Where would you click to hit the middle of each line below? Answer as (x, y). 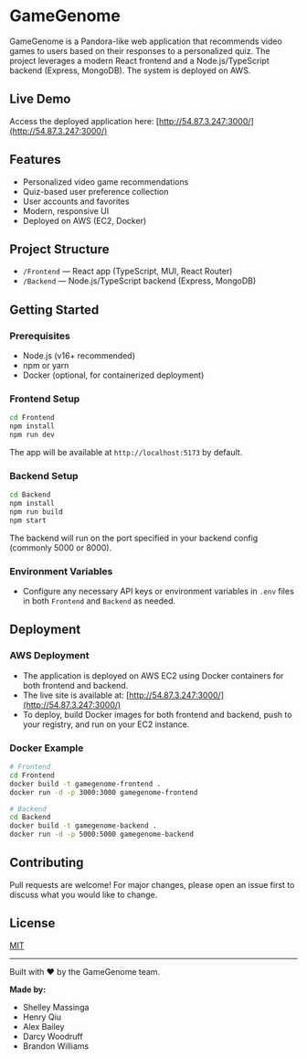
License (32, 923)
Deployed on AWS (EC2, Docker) (85, 220)
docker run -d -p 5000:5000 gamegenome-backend (102, 834)
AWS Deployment (49, 656)
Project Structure (59, 249)
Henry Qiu (42, 1017)
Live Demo (40, 99)
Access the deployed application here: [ (85, 121)
